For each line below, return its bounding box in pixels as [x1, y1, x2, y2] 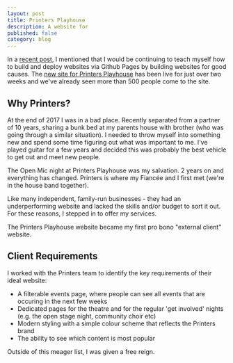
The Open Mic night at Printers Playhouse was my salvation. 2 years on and [7, 166, 224, 175]
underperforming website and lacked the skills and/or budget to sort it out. [7, 202, 221, 210]
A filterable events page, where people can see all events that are [17, 289, 205, 298]
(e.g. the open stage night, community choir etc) [17, 312, 156, 320]
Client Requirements [7, 250, 98, 262]
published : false [7, 29, 58, 37]
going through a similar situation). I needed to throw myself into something [7, 130, 220, 139]
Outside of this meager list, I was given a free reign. [7, 347, 155, 355]
